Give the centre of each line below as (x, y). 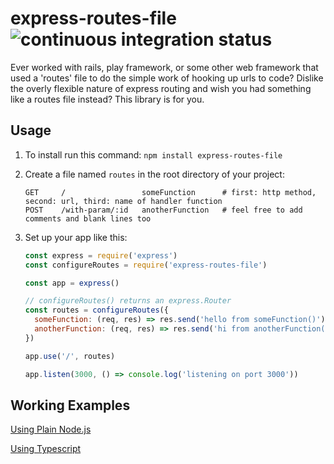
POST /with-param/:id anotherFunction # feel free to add (163, 210)
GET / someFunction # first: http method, (170, 192)
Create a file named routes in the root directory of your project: (154, 174)
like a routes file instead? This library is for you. (107, 99)
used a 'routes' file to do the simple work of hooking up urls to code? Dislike (167, 78)
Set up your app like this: (76, 237)
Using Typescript (46, 449)
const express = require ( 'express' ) (101, 255)
